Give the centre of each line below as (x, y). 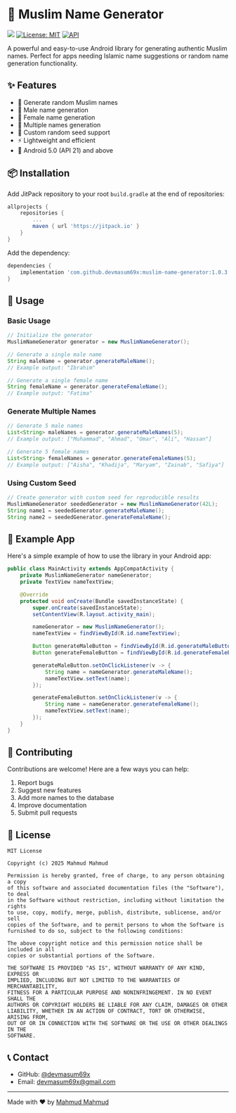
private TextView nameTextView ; (67, 582)
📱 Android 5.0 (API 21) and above (65, 150)
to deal (19, 894)
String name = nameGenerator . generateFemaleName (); (122, 704)
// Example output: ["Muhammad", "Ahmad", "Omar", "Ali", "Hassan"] (110, 439)
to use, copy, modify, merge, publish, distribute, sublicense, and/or (114, 913)
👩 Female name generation (56, 117)
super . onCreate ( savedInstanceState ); (87, 608)
